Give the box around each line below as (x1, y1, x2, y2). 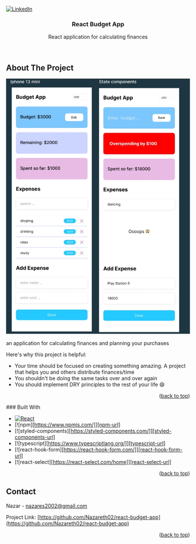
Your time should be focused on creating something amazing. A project (14, 362, 186, 369)
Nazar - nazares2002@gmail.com (6, 502, 87, 509)
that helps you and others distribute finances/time (14, 369, 135, 376)
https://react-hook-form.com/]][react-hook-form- (63, 446, 183, 453)
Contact (6, 487, 36, 497)
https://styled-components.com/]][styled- (71, 427, 172, 434)
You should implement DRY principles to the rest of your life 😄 (14, 381, 165, 388)
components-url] (14, 433, 55, 440)
